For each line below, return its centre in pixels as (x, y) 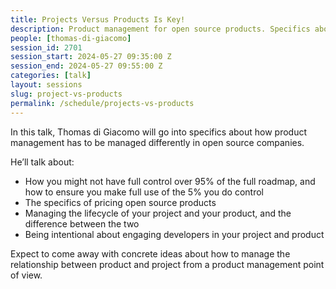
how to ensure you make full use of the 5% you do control (144, 192)
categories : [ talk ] (51, 76)
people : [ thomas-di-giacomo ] (71, 38)
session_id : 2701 (46, 47)
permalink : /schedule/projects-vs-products (102, 103)
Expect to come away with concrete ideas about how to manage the (150, 253)
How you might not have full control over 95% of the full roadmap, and (170, 181)
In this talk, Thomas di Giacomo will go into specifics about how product (159, 132)
